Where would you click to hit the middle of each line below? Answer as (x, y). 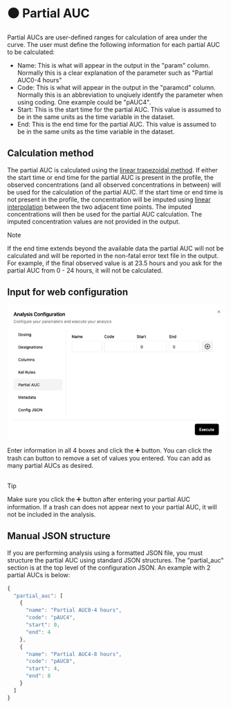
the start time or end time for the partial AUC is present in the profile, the (111, 177)
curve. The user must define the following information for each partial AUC (113, 44)
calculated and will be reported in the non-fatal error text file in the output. (113, 255)
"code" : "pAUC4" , (50, 618)
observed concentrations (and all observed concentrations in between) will (114, 185)
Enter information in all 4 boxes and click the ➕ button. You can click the (110, 451)
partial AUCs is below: (39, 574)
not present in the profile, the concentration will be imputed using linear (109, 199)
